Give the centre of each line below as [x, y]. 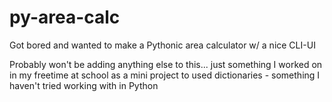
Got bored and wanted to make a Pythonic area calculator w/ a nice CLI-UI [162, 45]
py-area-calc [65, 17]
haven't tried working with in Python [84, 85]
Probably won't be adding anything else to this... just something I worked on [166, 64]
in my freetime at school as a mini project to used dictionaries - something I [165, 75]
